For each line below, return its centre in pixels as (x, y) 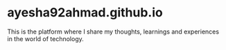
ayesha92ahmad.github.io (85, 13)
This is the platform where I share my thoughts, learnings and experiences (113, 32)
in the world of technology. (46, 38)
